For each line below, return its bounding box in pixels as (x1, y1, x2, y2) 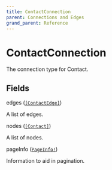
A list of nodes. (6, 134, 44, 141)
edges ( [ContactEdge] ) (6, 99, 62, 106)
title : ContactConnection (6, 8, 71, 15)
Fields (6, 83, 30, 93)
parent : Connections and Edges (6, 14, 84, 20)
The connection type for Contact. (6, 65, 89, 73)
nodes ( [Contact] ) (6, 123, 52, 130)
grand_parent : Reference (6, 20, 68, 26)
